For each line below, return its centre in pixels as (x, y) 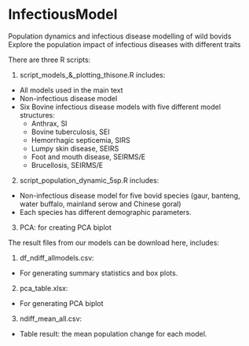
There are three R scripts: (49, 60)
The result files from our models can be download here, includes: (114, 242)
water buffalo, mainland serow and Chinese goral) (101, 204)
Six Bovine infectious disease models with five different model (120, 107)
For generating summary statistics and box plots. (99, 273)
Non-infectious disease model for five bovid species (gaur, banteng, (130, 195)
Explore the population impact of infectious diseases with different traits (124, 44)
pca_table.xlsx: (44, 288)
